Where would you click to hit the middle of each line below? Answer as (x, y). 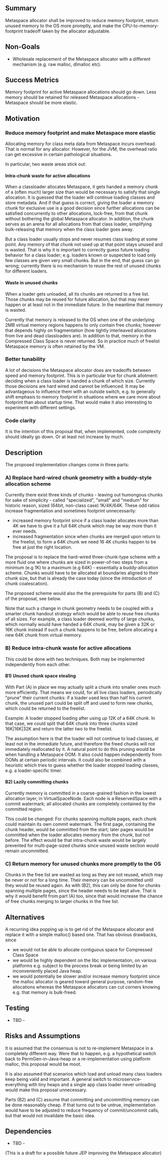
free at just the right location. (42, 547)
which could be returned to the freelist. (46, 708)
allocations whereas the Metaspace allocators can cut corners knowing (86, 987)
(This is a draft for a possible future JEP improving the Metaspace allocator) (83, 1153)
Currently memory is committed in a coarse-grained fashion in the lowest (81, 793)
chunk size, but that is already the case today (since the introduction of (79, 578)
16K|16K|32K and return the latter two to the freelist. (59, 729)
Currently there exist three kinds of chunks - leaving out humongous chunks (84, 495)
